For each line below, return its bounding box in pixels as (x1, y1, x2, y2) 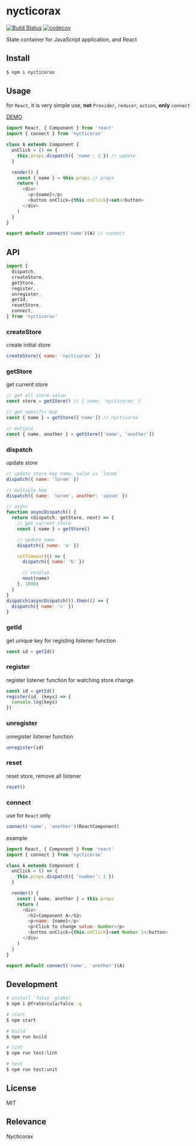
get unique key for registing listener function (6, 637, 116, 644)
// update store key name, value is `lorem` (6, 471, 120, 477)
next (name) (22, 575, 50, 581)
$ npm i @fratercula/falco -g (6, 1001, 82, 1007)
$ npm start (6, 1017, 36, 1023)
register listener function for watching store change (6, 676, 134, 684)
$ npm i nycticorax (6, 69, 55, 75)
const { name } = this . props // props (17, 175, 114, 181)
